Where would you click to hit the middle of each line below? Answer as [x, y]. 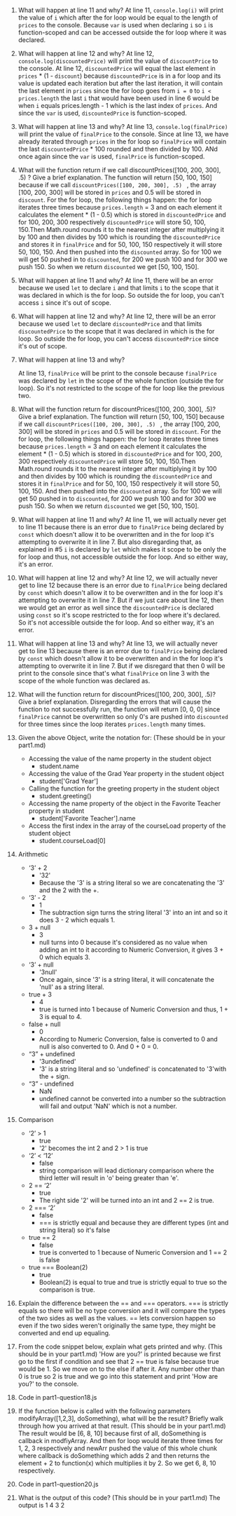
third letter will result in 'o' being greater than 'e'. [109, 1178]
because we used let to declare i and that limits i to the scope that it [118, 288]
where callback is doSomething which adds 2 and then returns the [114, 1456]
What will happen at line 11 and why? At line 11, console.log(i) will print [120, 10]
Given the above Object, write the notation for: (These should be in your [122, 738]
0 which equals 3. [64, 957]
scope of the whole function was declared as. [84, 681]
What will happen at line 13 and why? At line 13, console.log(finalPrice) [123, 127]
